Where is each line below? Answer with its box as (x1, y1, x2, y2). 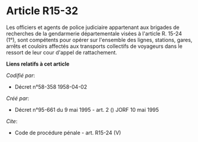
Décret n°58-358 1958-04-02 (14, 83, 87, 90)
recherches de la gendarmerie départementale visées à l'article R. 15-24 (6, 30, 182, 37)
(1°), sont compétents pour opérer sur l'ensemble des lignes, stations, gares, (6, 36, 193, 43)
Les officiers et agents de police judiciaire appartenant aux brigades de (6, 24, 180, 31)
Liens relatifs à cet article (6, 60, 70, 67)
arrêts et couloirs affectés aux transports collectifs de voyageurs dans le (6, 43, 183, 50)
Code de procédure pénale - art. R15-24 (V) (14, 129, 121, 136)
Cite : (6, 117, 18, 125)
